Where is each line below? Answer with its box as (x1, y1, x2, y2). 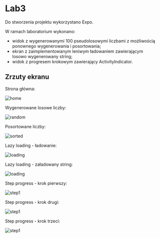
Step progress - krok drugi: (5, 199, 59, 205)
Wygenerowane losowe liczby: (5, 104, 67, 110)
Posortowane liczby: (5, 123, 46, 129)
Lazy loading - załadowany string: (5, 161, 73, 167)
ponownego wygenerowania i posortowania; (12, 43, 101, 49)
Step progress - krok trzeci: (5, 218, 60, 224)
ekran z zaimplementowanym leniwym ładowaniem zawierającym (12, 48, 143, 54)
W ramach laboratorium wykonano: (5, 28, 75, 34)
